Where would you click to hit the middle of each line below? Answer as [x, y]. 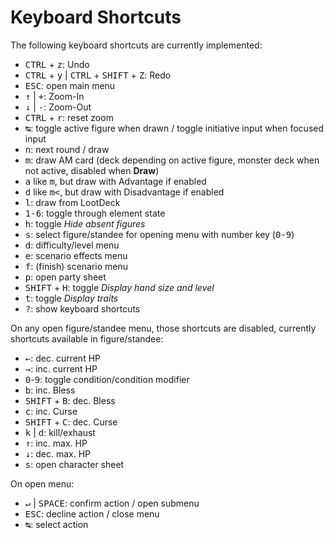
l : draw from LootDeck [72, 202]
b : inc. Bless [50, 390]
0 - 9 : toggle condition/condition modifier [107, 379]
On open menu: [42, 483]
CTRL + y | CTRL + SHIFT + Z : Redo [98, 75]
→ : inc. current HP [61, 368]
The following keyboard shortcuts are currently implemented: [136, 45]
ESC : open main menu [70, 85]
